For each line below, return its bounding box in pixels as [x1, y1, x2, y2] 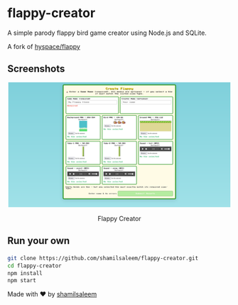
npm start [7, 277, 37, 284]
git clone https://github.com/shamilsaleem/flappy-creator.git [7, 255, 199, 262]
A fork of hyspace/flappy [7, 42, 80, 50]
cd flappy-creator [7, 262, 62, 269]
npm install [7, 269, 43, 277]
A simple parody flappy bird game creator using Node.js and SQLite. [7, 28, 207, 37]
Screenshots [7, 63, 65, 75]
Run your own [7, 235, 70, 247]
